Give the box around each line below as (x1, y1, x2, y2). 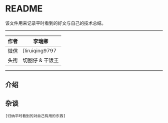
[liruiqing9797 (22, 47, 56, 54)
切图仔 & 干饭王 (22, 57, 59, 64)
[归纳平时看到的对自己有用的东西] (5, 114, 66, 119)
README (5, 3, 43, 14)
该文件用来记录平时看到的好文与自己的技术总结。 (5, 20, 106, 26)
